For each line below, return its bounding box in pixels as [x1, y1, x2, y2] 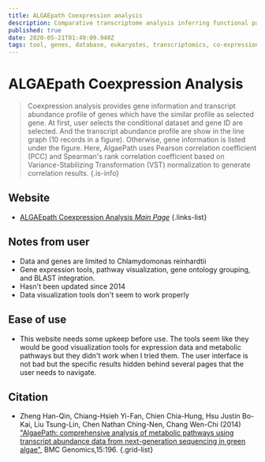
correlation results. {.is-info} [27, 169, 120, 178]
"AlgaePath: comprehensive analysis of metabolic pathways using [19, 428, 234, 437]
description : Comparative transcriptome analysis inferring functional [8, 19, 248, 27]
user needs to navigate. [19, 367, 97, 377]
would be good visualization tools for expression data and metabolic [19, 342, 242, 352]
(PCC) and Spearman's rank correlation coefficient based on [27, 152, 225, 161]
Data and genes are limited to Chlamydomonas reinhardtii [19, 256, 207, 266]
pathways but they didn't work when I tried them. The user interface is [19, 350, 248, 360]
